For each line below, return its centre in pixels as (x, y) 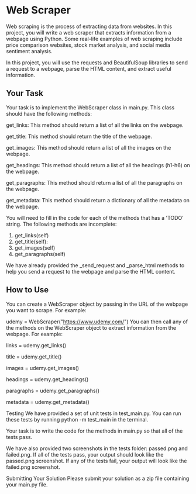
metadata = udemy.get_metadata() (48, 402)
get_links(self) (32, 235)
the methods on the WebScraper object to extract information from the (91, 327)
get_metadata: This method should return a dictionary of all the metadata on (98, 200)
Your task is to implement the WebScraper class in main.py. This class (90, 107)
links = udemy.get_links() (36, 345)
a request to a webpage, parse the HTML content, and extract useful (89, 68)
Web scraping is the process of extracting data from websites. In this (89, 26)
